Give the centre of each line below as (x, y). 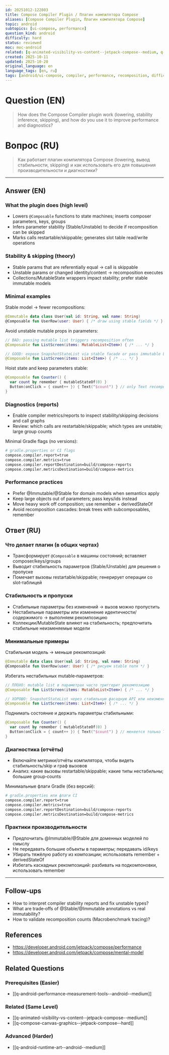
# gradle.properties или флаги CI (41, 796)
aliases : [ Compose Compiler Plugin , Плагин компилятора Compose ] (75, 19)
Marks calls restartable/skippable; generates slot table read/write (80, 238)
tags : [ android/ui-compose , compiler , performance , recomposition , (77, 76)
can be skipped (29, 232)
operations (24, 243)
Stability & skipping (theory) (40, 256)
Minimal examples (28, 296)
